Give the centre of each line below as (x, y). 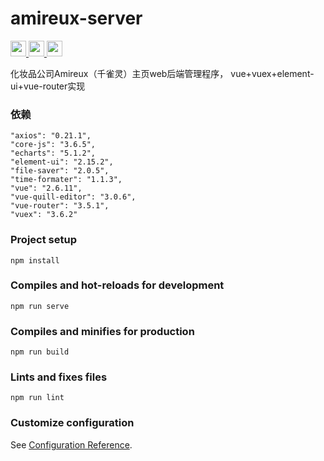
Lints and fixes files (59, 377)
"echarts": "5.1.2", (53, 153)
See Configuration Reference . (71, 444)
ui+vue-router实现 (48, 86)
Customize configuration (72, 423)
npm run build (40, 352)
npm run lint (37, 398)
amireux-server (76, 18)
